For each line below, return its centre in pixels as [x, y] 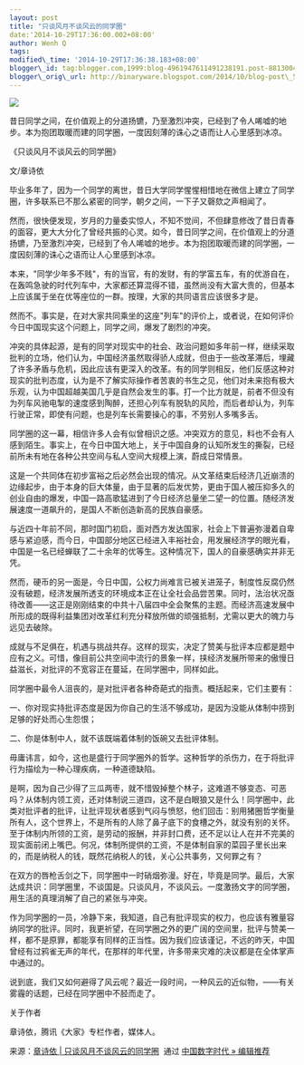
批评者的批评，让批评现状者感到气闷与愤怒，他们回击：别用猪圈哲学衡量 [160, 810]
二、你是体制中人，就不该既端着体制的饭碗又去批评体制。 [116, 738]
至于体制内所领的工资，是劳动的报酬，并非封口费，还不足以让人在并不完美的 [152, 833]
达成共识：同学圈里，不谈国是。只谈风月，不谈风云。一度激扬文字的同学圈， [152, 886]
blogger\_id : [34, 69]
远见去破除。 [33, 627]
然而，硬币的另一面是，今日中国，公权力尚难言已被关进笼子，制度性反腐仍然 [152, 582]
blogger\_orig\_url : [48, 77]
